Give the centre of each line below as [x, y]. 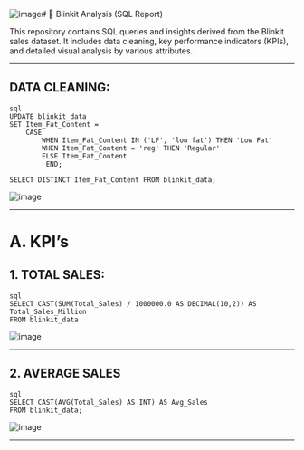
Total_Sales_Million [48, 311]
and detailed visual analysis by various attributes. [101, 51]
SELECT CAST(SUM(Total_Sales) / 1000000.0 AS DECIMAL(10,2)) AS [133, 303]
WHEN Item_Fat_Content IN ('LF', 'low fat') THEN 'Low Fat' [157, 140]
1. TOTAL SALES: [57, 275]
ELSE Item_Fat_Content [85, 156]
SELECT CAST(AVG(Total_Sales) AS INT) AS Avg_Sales [109, 402]
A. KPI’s [39, 242]
